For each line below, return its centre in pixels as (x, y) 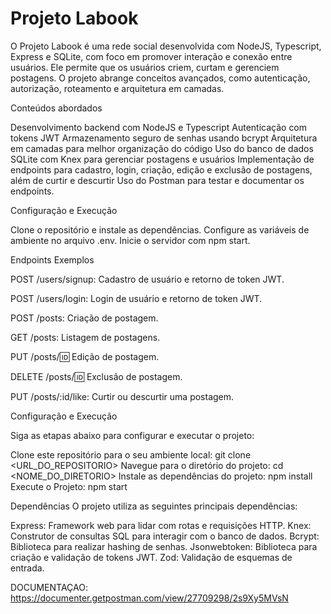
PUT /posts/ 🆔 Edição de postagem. (85, 356)
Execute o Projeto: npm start (69, 486)
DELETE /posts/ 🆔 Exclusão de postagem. (96, 376)
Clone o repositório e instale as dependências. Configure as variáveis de (160, 229)
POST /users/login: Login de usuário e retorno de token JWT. (136, 298)
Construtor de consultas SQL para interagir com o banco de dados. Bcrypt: (165, 536)
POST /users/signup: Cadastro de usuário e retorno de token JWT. (147, 279)
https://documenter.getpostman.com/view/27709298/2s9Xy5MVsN (149, 598)
